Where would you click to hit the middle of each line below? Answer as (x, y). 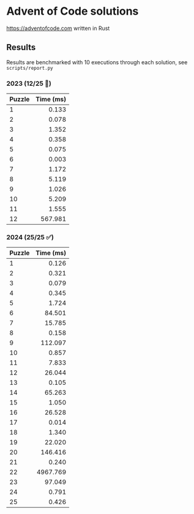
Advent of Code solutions (73, 11)
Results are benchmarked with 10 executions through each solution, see (97, 62)
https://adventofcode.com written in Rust (58, 28)
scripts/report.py (30, 68)
